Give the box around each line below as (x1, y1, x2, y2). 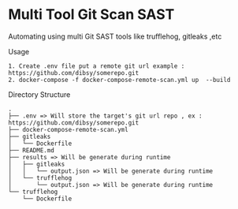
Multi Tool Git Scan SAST (8, 6, 175, 24)
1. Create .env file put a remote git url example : (8, 62, 185, 70)
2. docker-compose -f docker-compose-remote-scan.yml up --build (8, 76, 231, 84)
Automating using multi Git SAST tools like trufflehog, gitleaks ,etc (8, 32, 222, 41)
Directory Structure (8, 89, 71, 99)
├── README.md (8, 146, 55, 155)
